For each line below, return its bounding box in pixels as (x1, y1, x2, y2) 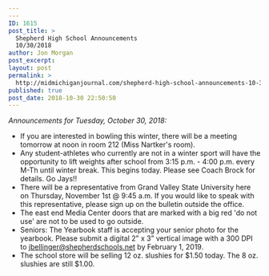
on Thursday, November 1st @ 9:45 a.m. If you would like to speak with (19, 191, 255, 201)
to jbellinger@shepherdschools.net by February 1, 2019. (19, 242, 204, 252)
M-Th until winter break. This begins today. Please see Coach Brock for (19, 165, 256, 175)
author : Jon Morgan (8, 49, 74, 57)
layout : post (8, 64, 52, 72)
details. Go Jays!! (19, 174, 78, 184)
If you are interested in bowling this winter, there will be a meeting (19, 132, 238, 141)
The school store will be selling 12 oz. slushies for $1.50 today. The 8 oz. (19, 250, 259, 261)
